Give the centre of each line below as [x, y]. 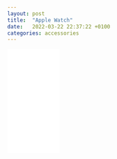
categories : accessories [43, 33]
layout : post [26, 14]
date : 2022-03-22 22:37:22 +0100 [59, 26]
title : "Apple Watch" [40, 20]
